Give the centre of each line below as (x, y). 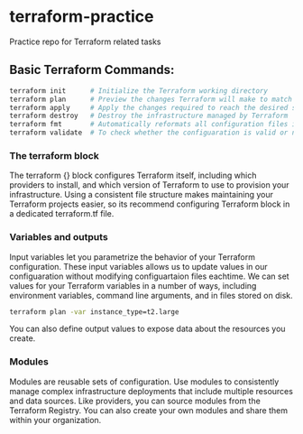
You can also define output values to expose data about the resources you (147, 329)
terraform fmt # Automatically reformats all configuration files (149, 125)
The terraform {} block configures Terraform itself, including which (133, 175)
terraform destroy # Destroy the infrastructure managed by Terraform (149, 116)
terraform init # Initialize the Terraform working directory (139, 91)
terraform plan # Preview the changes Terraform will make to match (151, 99)
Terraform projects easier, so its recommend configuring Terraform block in (150, 204)
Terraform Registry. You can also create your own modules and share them (149, 410)
